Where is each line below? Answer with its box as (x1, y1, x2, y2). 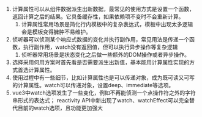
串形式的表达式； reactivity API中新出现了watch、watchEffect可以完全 (12, 97, 190, 104)
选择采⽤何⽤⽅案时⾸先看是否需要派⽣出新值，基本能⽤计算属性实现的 (12, 58, 190, 66)
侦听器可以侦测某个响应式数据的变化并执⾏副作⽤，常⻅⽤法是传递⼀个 (12, 36, 190, 43)
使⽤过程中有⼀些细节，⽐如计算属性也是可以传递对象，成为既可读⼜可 (12, 74, 190, 81)
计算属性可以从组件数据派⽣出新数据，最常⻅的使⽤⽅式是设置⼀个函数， (12, 5, 195, 12)
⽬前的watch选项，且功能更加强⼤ (17, 104, 103, 112)
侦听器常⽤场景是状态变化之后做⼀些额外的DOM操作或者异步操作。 (21, 51, 190, 58)
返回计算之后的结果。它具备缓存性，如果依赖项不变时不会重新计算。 (12, 13, 184, 20)
